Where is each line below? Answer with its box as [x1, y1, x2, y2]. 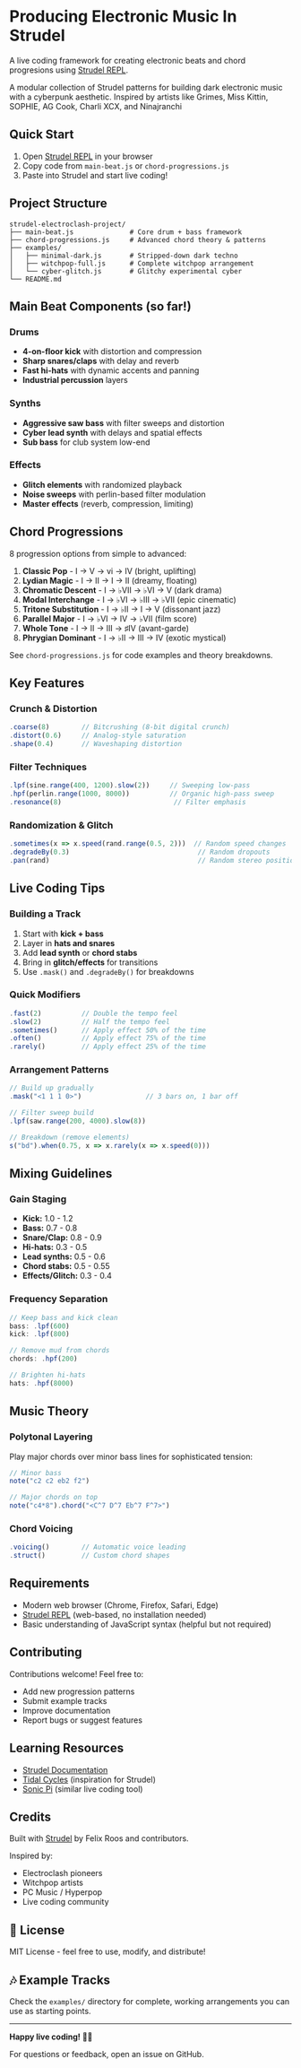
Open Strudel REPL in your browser [21, 151, 153, 161]
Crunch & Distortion [9, 702, 98, 715]
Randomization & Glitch [9, 819, 114, 831]
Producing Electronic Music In [9, 6, 237, 27]
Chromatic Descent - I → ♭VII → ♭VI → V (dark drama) [21, 585, 222, 595]
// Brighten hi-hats [9, 1370, 87, 1380]
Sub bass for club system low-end [21, 437, 150, 447]
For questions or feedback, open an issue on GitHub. [9, 2048, 204, 2059]
